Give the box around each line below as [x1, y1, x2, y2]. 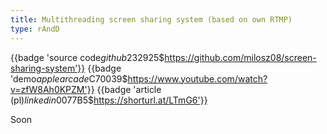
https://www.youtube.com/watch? [127, 72, 268, 85]
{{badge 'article [96, 83, 162, 95]
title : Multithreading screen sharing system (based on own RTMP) [10, 14, 293, 25]
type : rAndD [10, 24, 60, 34]
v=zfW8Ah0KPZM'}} [10, 83, 95, 95]
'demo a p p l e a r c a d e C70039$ [10, 72, 128, 85]
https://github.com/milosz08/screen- [164, 51, 317, 63]
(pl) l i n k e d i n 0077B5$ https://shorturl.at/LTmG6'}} [10, 94, 208, 106]
